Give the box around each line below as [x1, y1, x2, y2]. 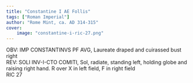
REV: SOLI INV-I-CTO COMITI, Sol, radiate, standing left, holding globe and [6, 59, 187, 66]
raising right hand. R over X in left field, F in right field [6, 65, 135, 72]
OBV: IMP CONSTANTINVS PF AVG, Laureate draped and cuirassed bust [6, 46, 182, 53]
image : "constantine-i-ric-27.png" [16, 30, 104, 36]
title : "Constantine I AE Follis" [6, 8, 91, 15]
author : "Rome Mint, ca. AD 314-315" [6, 19, 99, 25]
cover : [6, 25, 22, 31]
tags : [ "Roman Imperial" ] [6, 14, 69, 20]
